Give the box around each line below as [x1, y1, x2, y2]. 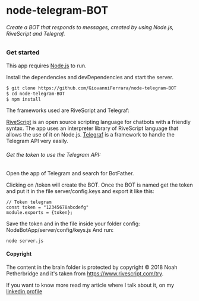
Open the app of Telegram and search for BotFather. [6, 169, 134, 176]
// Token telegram [6, 199, 52, 205]
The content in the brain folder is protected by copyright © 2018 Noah [6, 263, 178, 271]
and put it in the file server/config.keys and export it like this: [6, 187, 154, 194]
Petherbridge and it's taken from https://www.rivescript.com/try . [6, 269, 164, 277]
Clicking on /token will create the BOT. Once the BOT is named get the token [6, 181, 193, 188]
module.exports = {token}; [6, 209, 73, 215]
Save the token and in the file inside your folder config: [6, 220, 141, 227]
